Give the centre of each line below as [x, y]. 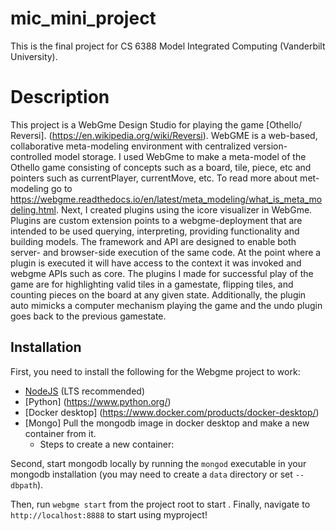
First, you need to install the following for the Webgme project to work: [155, 371]
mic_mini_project [83, 18]
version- [270, 146]
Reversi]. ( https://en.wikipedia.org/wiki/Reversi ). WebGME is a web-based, [164, 135]
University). [34, 56]
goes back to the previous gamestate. [88, 316]
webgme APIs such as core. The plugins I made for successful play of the [162, 273]
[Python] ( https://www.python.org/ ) [98, 401]
